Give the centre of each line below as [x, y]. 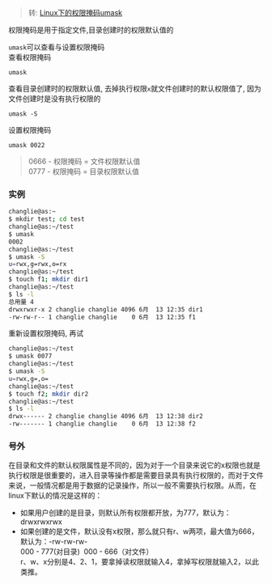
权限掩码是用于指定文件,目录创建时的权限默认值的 [91, 30]
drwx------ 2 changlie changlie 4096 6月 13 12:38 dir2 [106, 417]
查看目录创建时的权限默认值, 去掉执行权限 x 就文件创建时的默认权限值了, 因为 [135, 89]
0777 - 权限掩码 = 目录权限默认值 [84, 171]
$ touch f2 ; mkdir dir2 [49, 394]
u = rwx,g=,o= [28, 379]
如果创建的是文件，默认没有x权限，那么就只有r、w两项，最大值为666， [139, 531]
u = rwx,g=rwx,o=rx [38, 264]
